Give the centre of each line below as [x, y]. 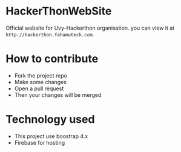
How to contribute [52, 59]
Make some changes [41, 82]
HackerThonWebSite [59, 11]
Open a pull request [39, 88]
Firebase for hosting [39, 142]
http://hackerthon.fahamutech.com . [50, 34]
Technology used [50, 120]
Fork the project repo [41, 75]
